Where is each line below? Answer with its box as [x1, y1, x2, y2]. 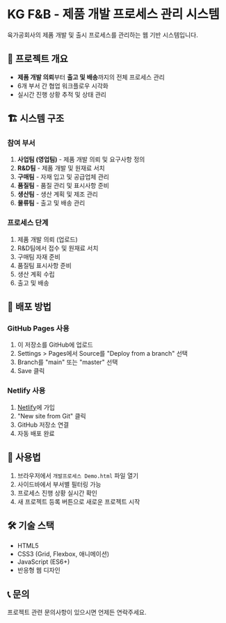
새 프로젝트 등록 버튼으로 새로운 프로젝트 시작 [17, 497, 140, 505]
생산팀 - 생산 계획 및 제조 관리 [17, 190, 99, 198]
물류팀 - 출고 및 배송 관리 [17, 199, 86, 207]
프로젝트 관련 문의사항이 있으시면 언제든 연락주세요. [7, 608, 147, 617]
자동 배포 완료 [17, 429, 55, 437]
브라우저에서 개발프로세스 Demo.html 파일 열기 [17, 471, 139, 480]
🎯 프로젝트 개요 [7, 53, 68, 65]
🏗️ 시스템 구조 [7, 113, 65, 125]
